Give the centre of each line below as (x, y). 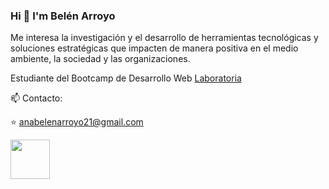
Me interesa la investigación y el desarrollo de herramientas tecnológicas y (164, 38)
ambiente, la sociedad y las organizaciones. (100, 59)
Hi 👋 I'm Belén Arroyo (63, 16)
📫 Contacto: (36, 98)
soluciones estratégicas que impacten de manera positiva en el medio (154, 48)
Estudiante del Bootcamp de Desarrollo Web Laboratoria (126, 78)
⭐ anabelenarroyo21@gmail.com (77, 122)
